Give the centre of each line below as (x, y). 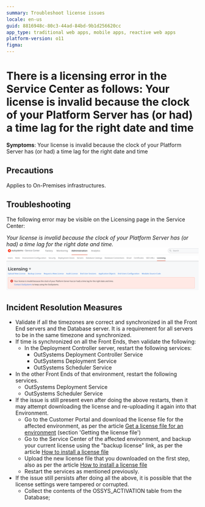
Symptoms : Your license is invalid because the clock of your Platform (94, 145)
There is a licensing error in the (87, 76)
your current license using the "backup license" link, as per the (103, 445)
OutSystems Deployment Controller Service (88, 355)
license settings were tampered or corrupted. (72, 484)
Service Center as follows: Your (88, 89)
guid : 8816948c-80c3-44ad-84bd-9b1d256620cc (64, 26)
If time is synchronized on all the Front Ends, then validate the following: (106, 341)
